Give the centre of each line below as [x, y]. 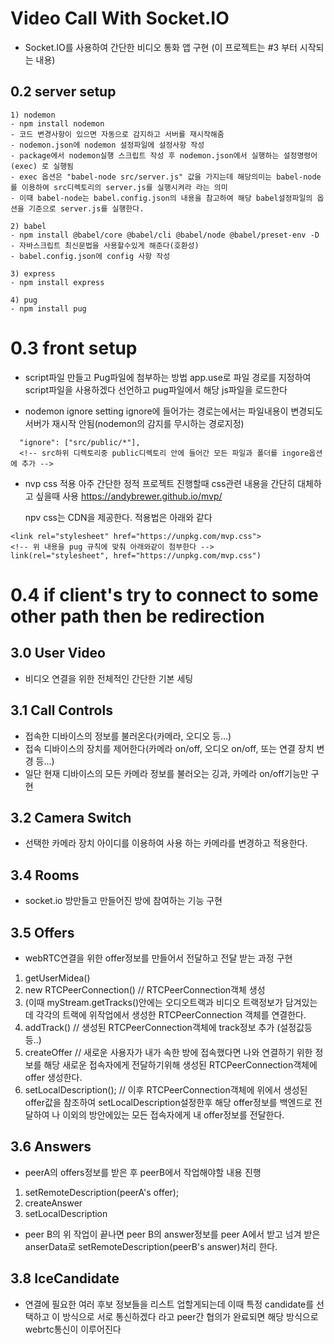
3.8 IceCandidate [65, 1278]
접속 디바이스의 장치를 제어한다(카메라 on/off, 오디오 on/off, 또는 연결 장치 [169, 748]
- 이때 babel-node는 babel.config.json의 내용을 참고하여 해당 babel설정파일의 [161, 198]
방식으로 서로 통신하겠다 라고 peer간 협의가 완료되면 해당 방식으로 [190, 1316]
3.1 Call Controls [61, 710]
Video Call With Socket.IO [120, 18]
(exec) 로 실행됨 [42, 166]
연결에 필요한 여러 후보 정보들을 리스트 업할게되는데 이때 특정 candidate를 [169, 1304]
